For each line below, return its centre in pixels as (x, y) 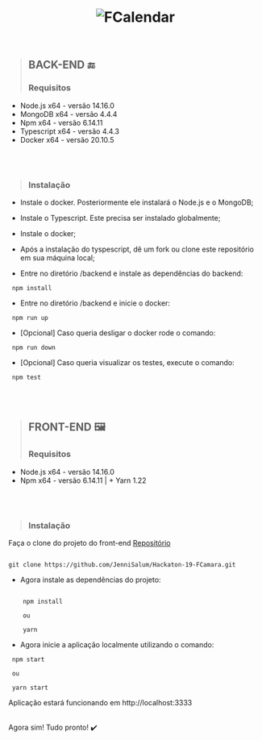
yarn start (30, 688)
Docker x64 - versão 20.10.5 (67, 139)
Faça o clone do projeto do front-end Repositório (89, 543)
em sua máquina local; (57, 257)
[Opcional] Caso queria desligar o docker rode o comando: (118, 333)
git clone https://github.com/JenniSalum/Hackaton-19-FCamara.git (122, 564)
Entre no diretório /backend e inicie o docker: (95, 303)
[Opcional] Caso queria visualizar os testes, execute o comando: (127, 362)
